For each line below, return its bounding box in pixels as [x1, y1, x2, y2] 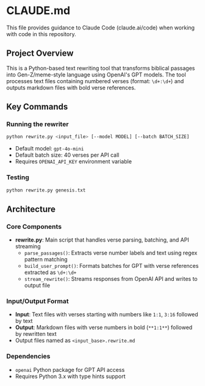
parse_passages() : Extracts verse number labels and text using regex [24, 249, 198, 257]
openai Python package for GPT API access [15, 366, 125, 373]
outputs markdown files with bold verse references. [6, 84, 136, 91]
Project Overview [6, 48, 74, 59]
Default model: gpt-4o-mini [15, 145, 84, 152]
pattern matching [24, 256, 68, 263]
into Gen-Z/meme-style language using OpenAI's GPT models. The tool [6, 71, 186, 78]
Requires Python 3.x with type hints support [15, 373, 126, 380]
